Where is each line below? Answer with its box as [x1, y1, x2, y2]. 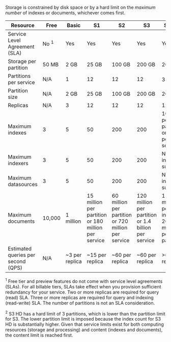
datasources [8, 181, 38, 188]
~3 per [65, 252, 82, 258]
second [8, 258, 26, 265]
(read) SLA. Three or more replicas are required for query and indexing [5, 294, 154, 300]
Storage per [8, 58, 37, 65]
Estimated [8, 245, 32, 252]
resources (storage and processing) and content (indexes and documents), [5, 327, 163, 333]
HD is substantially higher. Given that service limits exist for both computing [5, 321, 164, 328]
